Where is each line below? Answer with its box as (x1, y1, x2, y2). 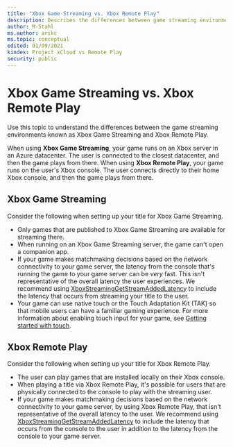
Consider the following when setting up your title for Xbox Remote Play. (7, 360, 212, 368)
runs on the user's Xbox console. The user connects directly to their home (7, 166, 220, 174)
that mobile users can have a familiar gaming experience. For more (17, 306, 209, 314)
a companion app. (17, 247, 69, 255)
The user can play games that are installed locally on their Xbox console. (17, 373, 225, 382)
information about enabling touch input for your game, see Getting (17, 314, 207, 322)
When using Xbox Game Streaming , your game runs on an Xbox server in (7, 144, 218, 152)
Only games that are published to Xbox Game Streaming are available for (17, 225, 225, 233)
